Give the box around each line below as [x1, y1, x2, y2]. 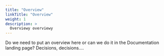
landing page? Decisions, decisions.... [5, 45, 85, 51]
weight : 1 [5, 16, 26, 21]
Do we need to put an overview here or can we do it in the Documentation [5, 39, 159, 45]
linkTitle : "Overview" [5, 12, 53, 17]
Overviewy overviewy [10, 26, 53, 31]
